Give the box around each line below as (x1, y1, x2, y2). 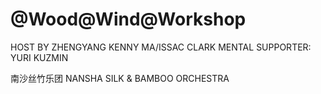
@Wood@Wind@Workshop (10, 8, 247, 31)
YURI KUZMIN (10, 51, 69, 63)
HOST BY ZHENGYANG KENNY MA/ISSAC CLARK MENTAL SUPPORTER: (10, 41, 312, 53)
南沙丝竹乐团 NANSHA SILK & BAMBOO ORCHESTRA (10, 72, 230, 84)
